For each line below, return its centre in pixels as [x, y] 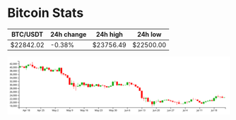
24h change [69, 35]
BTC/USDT [28, 35]
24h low [149, 35]
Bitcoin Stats [46, 13]
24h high [110, 35]
